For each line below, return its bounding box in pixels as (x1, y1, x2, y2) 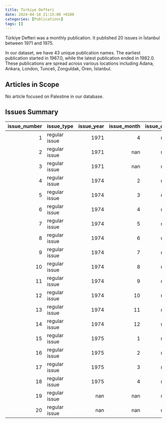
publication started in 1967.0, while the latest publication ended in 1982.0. (5, 55, 155, 61)
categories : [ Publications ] (5, 16, 64, 21)
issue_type (47, 123, 74, 130)
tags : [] (5, 21, 23, 26)
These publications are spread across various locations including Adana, (5, 60, 154, 66)
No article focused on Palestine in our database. (5, 93, 104, 100)
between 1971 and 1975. (5, 40, 54, 46)
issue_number (7, 123, 42, 130)
